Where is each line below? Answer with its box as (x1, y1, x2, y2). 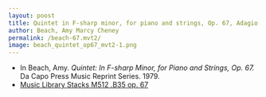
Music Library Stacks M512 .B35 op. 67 (19, 80, 149, 90)
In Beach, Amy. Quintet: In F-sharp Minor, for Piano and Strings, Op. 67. (19, 63, 255, 72)
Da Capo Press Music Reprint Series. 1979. (19, 72, 161, 81)
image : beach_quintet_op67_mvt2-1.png (8, 41, 137, 49)
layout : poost (8, 11, 56, 20)
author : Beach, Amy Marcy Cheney (8, 26, 119, 34)
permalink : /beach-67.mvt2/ (8, 33, 102, 42)
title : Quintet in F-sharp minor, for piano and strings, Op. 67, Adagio (8, 19, 259, 27)
